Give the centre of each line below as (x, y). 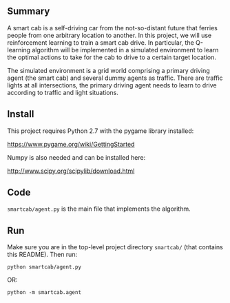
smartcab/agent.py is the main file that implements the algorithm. (99, 209)
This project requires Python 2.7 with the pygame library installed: (101, 131)
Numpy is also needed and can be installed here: (76, 157)
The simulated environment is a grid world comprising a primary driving (108, 70)
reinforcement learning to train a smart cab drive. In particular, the (101, 42)
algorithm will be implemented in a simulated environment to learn (125, 50)
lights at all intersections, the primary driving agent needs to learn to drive (112, 85)
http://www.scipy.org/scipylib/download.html (71, 171)
